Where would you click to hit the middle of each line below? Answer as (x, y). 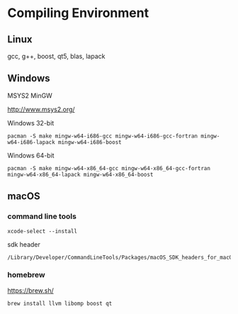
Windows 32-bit (31, 123)
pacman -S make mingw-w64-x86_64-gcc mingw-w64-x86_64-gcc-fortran (109, 168)
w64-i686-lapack (31, 142)
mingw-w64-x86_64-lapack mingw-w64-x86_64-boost (80, 174)
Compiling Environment (78, 13)
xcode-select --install (42, 231)
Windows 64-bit (31, 155)
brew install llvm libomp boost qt (60, 303)
